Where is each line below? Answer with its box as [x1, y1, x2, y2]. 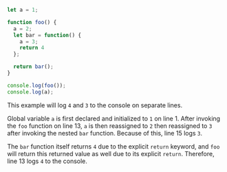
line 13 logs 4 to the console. [7, 157, 88, 165]
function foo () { [7, 19, 57, 25]
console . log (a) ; [7, 88, 54, 96]
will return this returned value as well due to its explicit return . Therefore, [7, 149, 215, 158]
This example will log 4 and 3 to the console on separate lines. [7, 100, 183, 109]
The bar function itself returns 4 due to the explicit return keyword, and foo [7, 142, 220, 151]
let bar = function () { [13, 32, 81, 39]
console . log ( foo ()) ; [7, 82, 67, 89]
